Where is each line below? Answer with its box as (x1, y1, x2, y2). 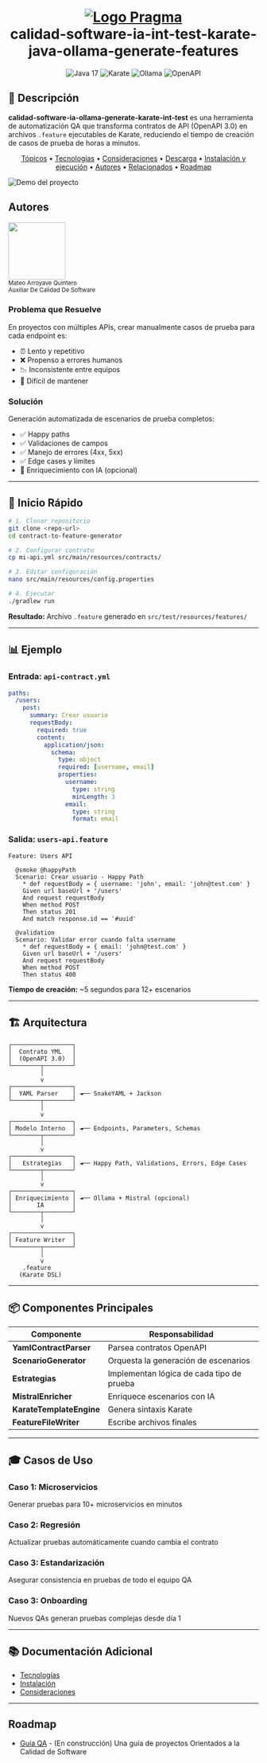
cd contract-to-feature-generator (8, 531, 123, 540)
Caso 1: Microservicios (8, 1481, 98, 1492)
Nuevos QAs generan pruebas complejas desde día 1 (8, 1613, 181, 1623)
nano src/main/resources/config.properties (8, 575, 155, 584)
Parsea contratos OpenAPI (107, 1342, 207, 1354)
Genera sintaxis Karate (107, 1404, 193, 1415)
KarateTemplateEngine (12, 1404, 101, 1415)
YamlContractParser (12, 1342, 91, 1354)
